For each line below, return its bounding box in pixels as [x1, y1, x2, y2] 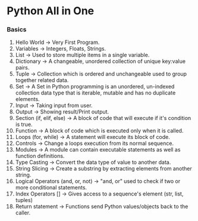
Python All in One [7, 4, 95, 18]
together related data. [15, 77, 69, 84]
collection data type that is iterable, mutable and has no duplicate [15, 89, 176, 96]
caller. [15, 209, 31, 216]
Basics [7, 26, 27, 34]
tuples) [15, 197, 33, 204]
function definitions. [15, 153, 65, 160]
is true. [15, 121, 33, 128]
